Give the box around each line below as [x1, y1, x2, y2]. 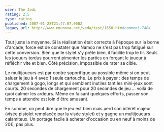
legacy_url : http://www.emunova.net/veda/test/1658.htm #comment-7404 [5, 26, 151, 31]
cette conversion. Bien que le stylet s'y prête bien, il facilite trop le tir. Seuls [5, 50, 158, 56]
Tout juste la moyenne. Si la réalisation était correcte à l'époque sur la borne [5, 39, 160, 45]
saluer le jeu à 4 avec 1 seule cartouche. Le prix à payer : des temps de [5, 75, 149, 81]
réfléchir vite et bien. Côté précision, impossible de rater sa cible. [5, 60, 137, 66]
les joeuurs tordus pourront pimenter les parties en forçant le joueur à [5, 55, 147, 61]
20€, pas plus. [5, 122, 34, 128]
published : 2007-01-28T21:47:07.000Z [5, 21, 83, 26]
